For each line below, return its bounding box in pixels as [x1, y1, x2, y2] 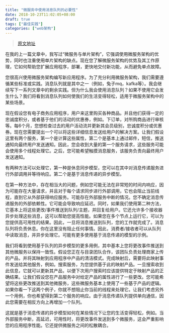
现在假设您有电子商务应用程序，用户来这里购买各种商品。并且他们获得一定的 [5, 110, 164, 116]
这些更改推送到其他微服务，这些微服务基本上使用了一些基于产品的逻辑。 [14, 280, 164, 286]
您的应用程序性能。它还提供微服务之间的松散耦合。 [5, 322, 111, 328]
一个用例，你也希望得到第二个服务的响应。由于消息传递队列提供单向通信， [5, 293, 159, 299]
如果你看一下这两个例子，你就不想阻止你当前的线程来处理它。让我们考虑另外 [5, 287, 164, 293]
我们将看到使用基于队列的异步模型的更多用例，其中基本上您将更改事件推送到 [5, 243, 164, 249]
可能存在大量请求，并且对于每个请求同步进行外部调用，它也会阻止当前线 [9, 188, 159, 194]
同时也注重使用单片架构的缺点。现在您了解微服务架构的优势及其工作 [14, 57, 155, 63]
